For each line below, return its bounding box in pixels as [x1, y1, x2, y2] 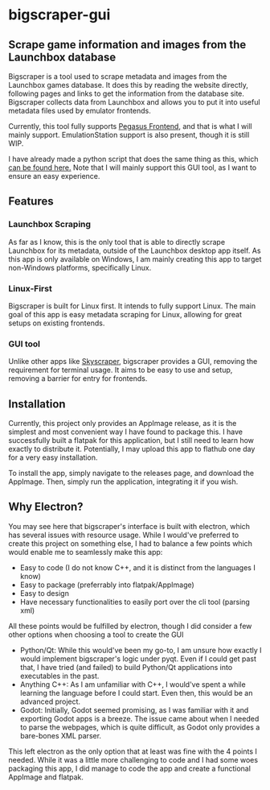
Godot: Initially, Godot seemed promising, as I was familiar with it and [19, 705, 249, 714]
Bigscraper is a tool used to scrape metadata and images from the [8, 72, 227, 81]
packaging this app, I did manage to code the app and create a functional [8, 763, 252, 773]
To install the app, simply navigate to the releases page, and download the [8, 469, 255, 478]
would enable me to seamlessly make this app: [8, 547, 163, 556]
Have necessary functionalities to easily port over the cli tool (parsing [19, 597, 251, 606]
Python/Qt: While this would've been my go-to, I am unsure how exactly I [19, 645, 262, 655]
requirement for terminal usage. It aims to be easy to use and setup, [8, 365, 233, 375]
